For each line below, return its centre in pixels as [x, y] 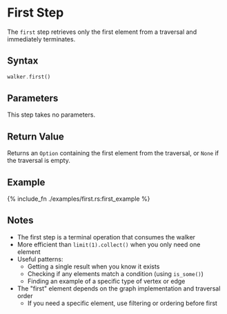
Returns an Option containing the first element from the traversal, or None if [113, 153]
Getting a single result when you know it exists [93, 266]
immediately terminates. [41, 39]
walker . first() [29, 77]
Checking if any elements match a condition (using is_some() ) [115, 273]
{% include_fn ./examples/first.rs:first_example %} [79, 199]
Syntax [23, 61]
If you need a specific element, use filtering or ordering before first [122, 303]
